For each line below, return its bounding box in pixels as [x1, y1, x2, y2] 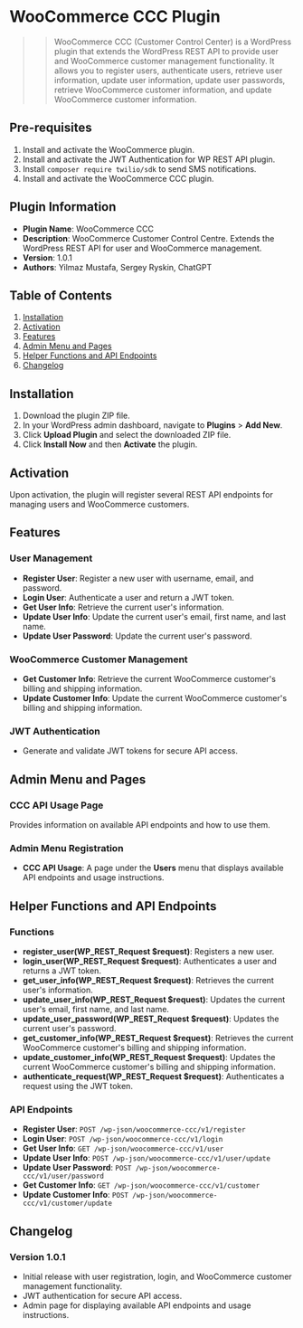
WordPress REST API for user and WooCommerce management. [22, 242, 262, 253]
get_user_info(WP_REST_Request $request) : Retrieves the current [22, 974, 274, 985]
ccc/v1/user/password [22, 1171, 104, 1181]
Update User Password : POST [22, 1162, 132, 1173]
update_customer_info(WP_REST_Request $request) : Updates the [22, 1051, 276, 1062]
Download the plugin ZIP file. [22, 410, 131, 422]
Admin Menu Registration [9, 841, 124, 854]
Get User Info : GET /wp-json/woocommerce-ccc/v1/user [22, 1143, 224, 1154]
